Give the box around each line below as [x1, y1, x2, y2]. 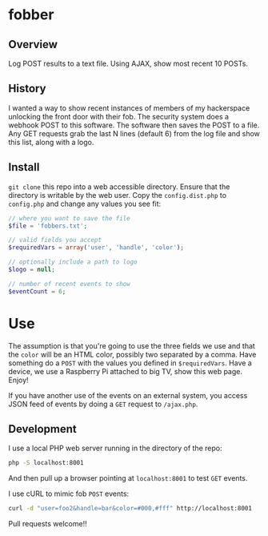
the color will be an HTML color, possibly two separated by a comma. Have [8, 349, 257, 359]
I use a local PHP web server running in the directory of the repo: [8, 443, 222, 453]
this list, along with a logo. [8, 137, 94, 147]
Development [8, 422, 78, 436]
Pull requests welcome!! [8, 519, 87, 529]
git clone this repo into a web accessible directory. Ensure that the [8, 182, 230, 191]
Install [8, 160, 40, 174]
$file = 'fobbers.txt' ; [8, 222, 88, 230]
